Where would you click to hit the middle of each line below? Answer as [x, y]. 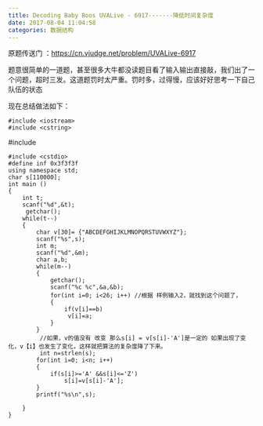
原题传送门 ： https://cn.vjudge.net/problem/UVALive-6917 [102, 53]
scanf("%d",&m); [63, 253]
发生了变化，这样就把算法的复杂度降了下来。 [105, 347]
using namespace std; [43, 171]
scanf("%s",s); [61, 239]
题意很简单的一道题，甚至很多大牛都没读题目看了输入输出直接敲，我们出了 [128, 70]
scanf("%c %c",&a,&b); [87, 287]
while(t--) [40, 219]
